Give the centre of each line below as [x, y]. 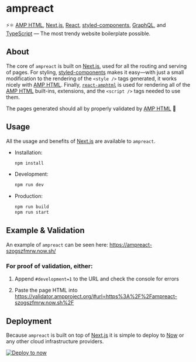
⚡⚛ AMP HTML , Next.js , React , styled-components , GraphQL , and [86, 25]
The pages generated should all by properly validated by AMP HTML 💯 [91, 108]
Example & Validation [45, 230]
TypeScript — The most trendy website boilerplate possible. [78, 33]
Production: [28, 196]
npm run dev [29, 185]
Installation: [28, 152]
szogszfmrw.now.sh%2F [44, 303]
